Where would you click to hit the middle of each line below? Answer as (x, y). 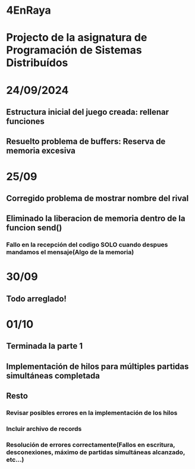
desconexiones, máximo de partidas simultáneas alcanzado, (96, 452)
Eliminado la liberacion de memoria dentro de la (96, 219)
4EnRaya (29, 10)
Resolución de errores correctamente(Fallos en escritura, (91, 445)
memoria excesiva (41, 151)
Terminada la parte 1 (45, 346)
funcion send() (34, 228)
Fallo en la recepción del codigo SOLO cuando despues (87, 245)
